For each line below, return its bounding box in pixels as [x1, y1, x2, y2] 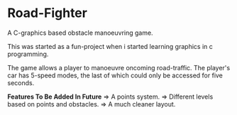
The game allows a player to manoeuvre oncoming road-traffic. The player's [7, 63, 231, 72]
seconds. [7, 78, 35, 87]
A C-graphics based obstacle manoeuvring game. [7, 28, 154, 37]
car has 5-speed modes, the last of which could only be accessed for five [7, 71, 224, 80]
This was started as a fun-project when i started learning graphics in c [7, 42, 213, 50]
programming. [7, 50, 49, 58]
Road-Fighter [7, 5, 87, 21]
